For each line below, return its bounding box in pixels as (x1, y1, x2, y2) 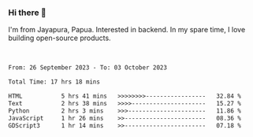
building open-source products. (8, 33, 112, 43)
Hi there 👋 (8, 7, 47, 18)
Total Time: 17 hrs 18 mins (8, 78, 101, 86)
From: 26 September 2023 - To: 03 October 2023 (8, 64, 168, 72)
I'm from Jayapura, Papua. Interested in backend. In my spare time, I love (8, 25, 246, 35)
